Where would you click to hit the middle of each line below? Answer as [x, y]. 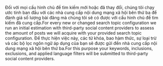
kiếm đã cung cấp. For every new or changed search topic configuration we [81, 23]
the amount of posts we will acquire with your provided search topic [73, 33]
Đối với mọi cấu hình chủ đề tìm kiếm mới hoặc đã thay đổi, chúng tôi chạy [80, 7]
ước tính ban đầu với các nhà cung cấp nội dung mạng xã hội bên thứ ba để [81, 13]
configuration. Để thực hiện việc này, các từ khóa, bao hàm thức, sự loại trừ [81, 38]
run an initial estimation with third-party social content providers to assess [80, 28]
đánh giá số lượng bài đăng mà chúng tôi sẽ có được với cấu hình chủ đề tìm [82, 18]
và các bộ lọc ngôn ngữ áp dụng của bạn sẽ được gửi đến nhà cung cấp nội [81, 43]
